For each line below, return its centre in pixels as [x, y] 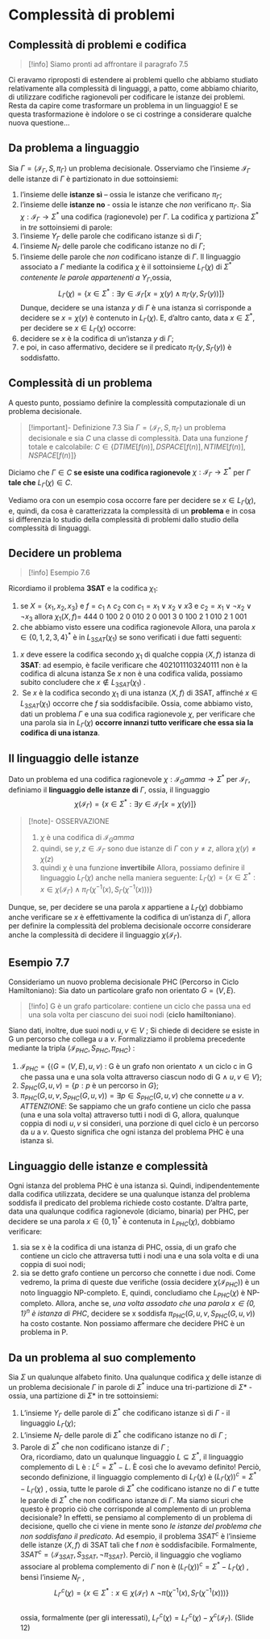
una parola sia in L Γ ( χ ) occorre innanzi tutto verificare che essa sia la [137, 723]
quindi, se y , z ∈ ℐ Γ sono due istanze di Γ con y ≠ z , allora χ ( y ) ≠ [148, 849]
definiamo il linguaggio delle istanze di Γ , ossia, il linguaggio [109, 789]
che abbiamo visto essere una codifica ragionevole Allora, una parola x [138, 627]
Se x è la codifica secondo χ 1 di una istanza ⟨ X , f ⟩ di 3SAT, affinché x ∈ [140, 693]
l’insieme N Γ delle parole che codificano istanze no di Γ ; [112, 247]
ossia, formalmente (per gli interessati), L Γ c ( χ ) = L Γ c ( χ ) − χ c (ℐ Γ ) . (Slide [137, 1618]
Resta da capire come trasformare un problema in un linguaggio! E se [123, 106]
